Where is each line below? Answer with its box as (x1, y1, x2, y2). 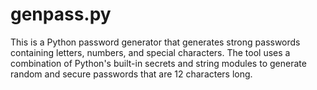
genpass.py (10, 3, 112, 26)
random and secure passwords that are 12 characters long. (10, 68, 253, 80)
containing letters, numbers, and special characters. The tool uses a (10, 46, 291, 58)
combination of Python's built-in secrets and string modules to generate (10, 57, 307, 69)
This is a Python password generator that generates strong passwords (10, 36, 301, 48)
